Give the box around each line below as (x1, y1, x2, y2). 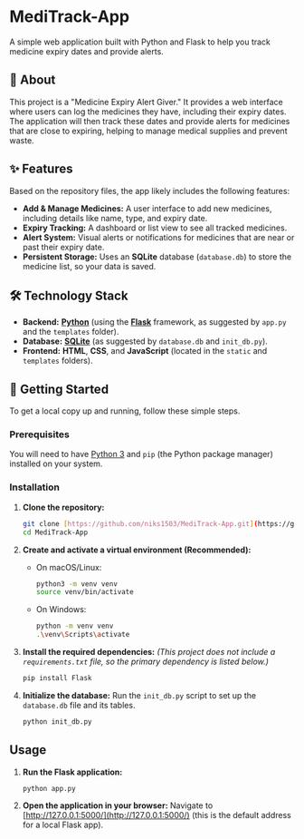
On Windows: (35, 604, 87, 615)
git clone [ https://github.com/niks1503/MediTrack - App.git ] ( (22, 519, 259, 528)
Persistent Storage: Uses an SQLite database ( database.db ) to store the (22, 251, 292, 262)
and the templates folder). (22, 327, 119, 337)
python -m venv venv (35, 621, 114, 631)
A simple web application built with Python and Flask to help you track (9, 36, 271, 47)
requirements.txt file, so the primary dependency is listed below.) (22, 656, 270, 668)
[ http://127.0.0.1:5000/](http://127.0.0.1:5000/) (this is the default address (22, 810, 291, 821)
